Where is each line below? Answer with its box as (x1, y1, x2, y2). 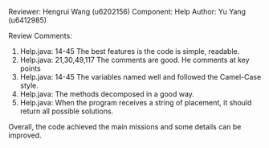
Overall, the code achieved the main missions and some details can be (8, 122, 242, 131)
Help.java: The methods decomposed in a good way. (19, 89, 195, 99)
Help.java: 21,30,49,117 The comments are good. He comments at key (19, 55, 251, 64)
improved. (8, 130, 42, 140)
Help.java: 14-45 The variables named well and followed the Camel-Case (19, 72, 262, 81)
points (19, 64, 42, 73)
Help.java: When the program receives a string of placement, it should (19, 98, 252, 107)
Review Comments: (8, 31, 72, 40)
